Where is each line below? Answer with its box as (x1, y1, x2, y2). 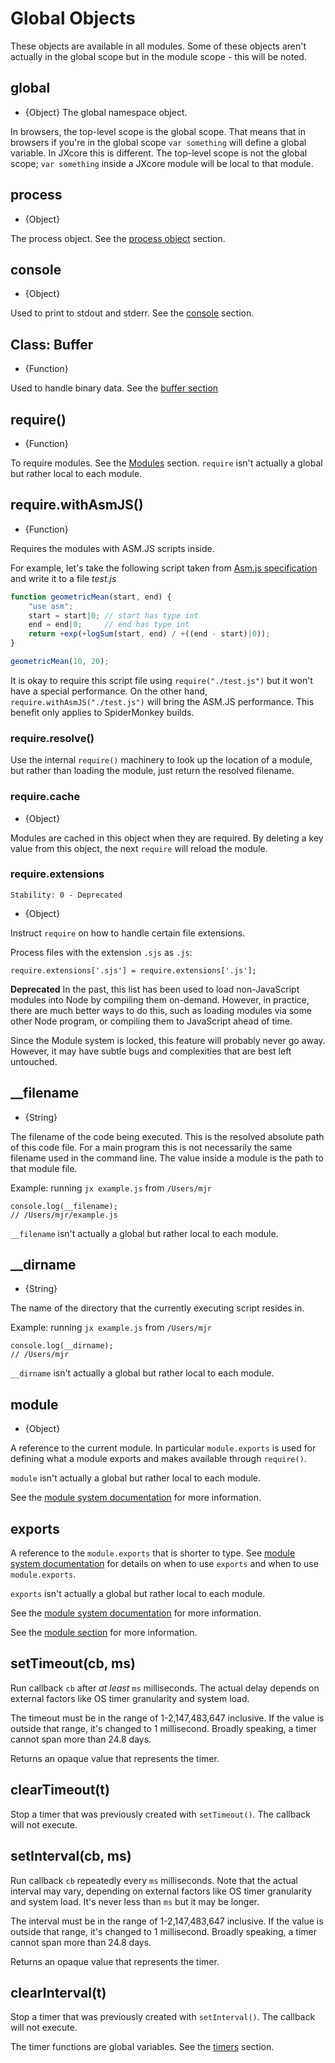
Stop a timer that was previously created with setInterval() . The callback (10, 2011, 316, 2023)
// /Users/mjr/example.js (10, 1210, 118, 1220)
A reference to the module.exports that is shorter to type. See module (10, 1547, 296, 1559)
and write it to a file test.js (10, 572, 117, 584)
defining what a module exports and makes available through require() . (10, 1453, 307, 1465)
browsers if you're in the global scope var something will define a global (10, 136, 307, 148)
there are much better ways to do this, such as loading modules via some (10, 1004, 312, 1016)
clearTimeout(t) (10, 1782, 110, 1799)
